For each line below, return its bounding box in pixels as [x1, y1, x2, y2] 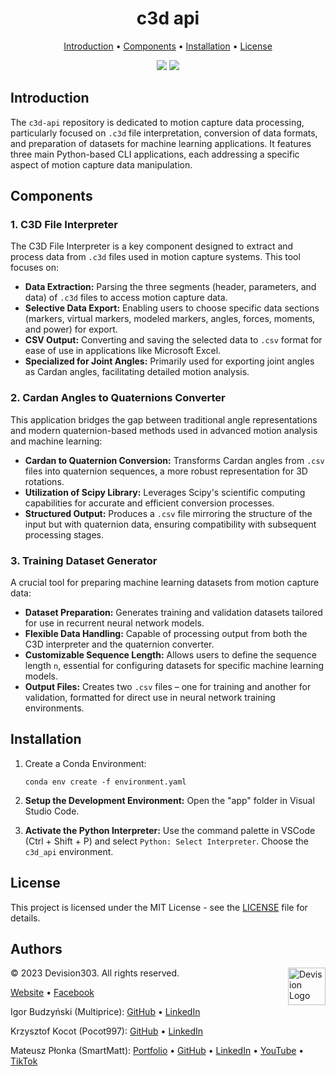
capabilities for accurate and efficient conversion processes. [24, 497, 275, 509]
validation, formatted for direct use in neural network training [24, 692, 276, 704]
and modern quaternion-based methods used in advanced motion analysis [10, 424, 318, 436]
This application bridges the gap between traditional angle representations [10, 413, 318, 426]
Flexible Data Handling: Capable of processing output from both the [24, 628, 308, 640]
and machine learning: [10, 435, 103, 447]
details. [10, 912, 41, 924]
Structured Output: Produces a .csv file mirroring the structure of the [24, 507, 313, 519]
